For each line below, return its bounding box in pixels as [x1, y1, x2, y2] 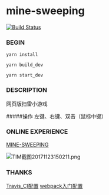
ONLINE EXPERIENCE [6, 128, 68, 136]
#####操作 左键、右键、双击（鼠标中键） [6, 113, 107, 120]
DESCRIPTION [6, 86, 48, 94]
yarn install [6, 52, 38, 58]
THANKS [6, 168, 32, 176]
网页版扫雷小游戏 [6, 100, 48, 107]
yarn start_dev [6, 72, 44, 78]
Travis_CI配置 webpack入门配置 [6, 183, 83, 190]
